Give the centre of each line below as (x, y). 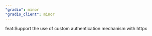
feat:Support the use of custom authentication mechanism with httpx (76, 28)
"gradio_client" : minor (30, 14)
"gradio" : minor (22, 10)
